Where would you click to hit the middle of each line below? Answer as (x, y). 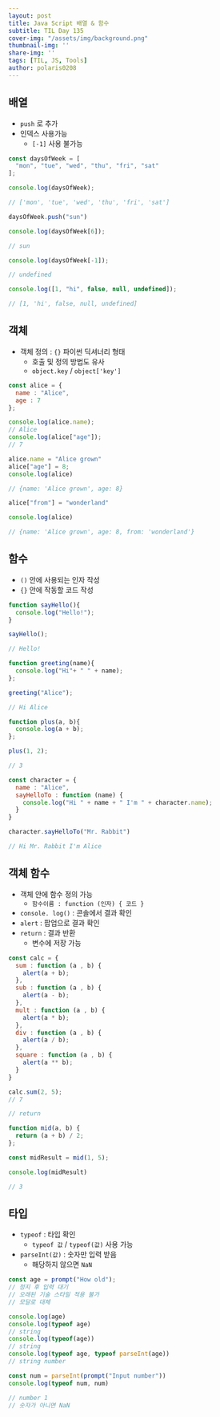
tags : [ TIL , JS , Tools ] (48, 61)
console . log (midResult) (48, 1172)
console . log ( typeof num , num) (59, 1383)
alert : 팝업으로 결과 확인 (60, 923)
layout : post (30, 16)
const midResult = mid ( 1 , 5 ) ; (59, 1157)
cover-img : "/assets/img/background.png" (78, 38)
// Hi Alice (28, 707)
